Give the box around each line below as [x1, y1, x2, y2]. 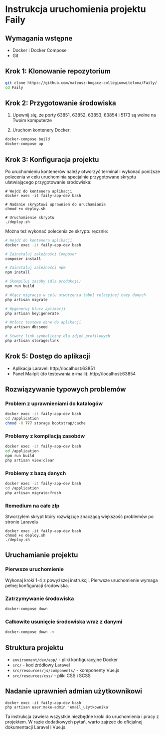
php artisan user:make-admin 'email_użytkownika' [5, 704, 111, 709]
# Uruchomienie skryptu [5, 215, 55, 220]
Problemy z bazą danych [5, 469, 66, 476]
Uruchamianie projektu [5, 551, 78, 559]
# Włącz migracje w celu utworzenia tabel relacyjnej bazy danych [5, 292, 146, 297]
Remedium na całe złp [5, 502, 60, 509]
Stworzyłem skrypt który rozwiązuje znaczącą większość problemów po [5, 513, 154, 519]
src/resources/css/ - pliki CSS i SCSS [12, 672, 91, 678]
